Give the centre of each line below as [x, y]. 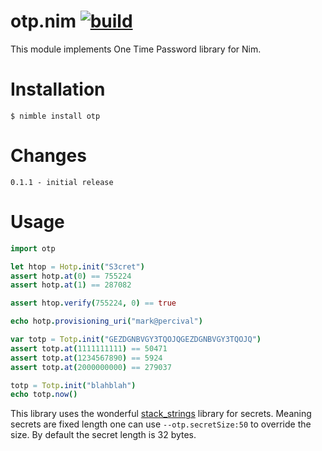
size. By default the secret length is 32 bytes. [103, 435]
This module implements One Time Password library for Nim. [136, 49]
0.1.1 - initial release [62, 182]
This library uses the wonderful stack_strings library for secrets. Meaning [161, 414]
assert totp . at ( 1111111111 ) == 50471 [89, 348]
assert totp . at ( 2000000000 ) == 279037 [91, 367]
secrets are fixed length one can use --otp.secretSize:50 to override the [161, 424]
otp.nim [43, 21]
